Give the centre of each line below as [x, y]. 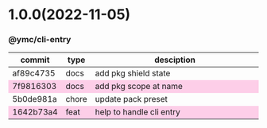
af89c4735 [34, 73]
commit [35, 60]
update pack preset [132, 99]
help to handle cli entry [138, 112]
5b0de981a [35, 99]
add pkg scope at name [139, 87]
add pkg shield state [133, 73]
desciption [175, 60]
